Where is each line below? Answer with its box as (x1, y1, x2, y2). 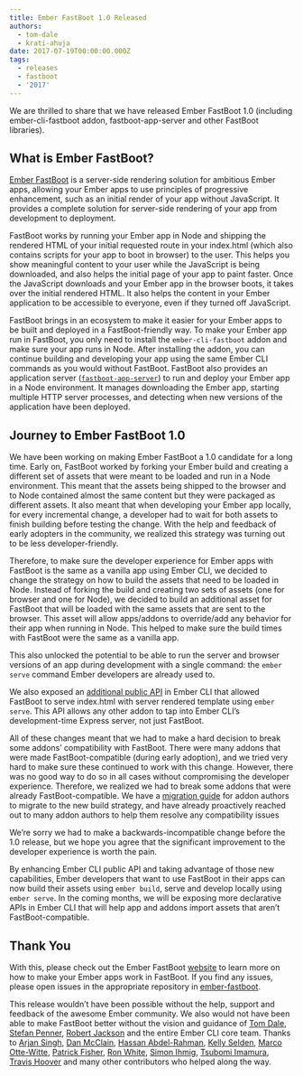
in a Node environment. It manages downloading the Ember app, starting (9, 382, 280, 393)
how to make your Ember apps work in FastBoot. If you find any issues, (9, 972, 273, 983)
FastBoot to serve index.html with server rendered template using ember (9, 697, 275, 707)
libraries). (9, 124, 45, 136)
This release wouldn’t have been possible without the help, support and (9, 999, 275, 1010)
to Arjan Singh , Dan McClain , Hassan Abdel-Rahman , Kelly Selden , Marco (9, 1037, 282, 1048)
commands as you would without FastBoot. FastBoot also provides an (9, 363, 268, 374)
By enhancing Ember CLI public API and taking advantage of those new (9, 864, 275, 875)
